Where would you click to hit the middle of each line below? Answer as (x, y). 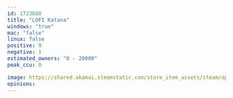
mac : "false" (26, 33)
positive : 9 (24, 46)
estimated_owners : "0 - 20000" (52, 59)
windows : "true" (31, 26)
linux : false (26, 39)
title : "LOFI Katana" (38, 20)
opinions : (21, 84)
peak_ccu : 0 (24, 65)
